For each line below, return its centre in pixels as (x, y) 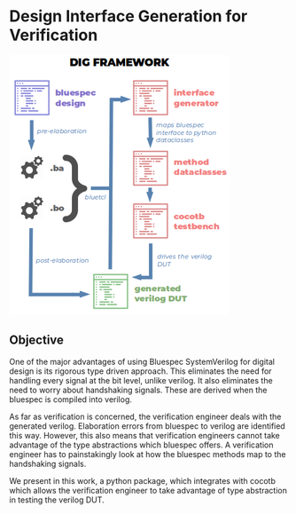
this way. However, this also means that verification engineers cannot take (145, 435)
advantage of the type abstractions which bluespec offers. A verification (141, 445)
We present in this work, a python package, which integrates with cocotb (143, 480)
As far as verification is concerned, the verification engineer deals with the (145, 416)
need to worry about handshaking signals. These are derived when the (138, 390)
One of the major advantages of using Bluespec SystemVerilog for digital (142, 361)
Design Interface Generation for (129, 16)
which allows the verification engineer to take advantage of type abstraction (148, 490)
